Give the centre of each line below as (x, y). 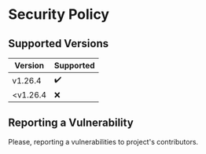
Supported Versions (58, 44)
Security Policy (59, 15)
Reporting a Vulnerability (71, 123)
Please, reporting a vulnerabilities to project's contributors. (103, 141)
